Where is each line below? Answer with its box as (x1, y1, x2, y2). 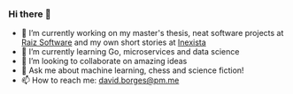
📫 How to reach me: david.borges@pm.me (20, 75, 180, 86)
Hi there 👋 (8, 8, 52, 20)
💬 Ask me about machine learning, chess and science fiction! (20, 65, 244, 76)
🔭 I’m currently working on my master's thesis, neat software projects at (20, 28, 284, 39)
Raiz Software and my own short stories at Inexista (20, 37, 207, 47)
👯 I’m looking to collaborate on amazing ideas (20, 56, 188, 67)
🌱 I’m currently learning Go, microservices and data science (20, 47, 240, 57)
